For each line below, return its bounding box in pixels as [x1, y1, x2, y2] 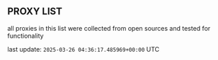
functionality [7, 31, 44, 40]
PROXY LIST [7, 6, 62, 17]
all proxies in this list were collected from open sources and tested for [7, 24, 211, 32]
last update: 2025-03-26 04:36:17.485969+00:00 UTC [7, 45, 160, 53]
